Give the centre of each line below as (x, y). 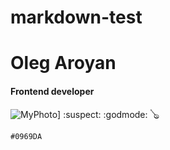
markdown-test (76, 17)
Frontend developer (52, 91)
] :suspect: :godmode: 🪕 (108, 114)
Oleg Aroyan (63, 63)
